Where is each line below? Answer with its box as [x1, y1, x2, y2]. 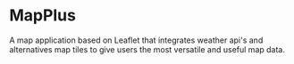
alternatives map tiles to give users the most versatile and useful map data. [9, 44, 286, 54]
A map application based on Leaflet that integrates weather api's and [9, 35, 264, 45]
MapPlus [9, 5, 76, 26]
